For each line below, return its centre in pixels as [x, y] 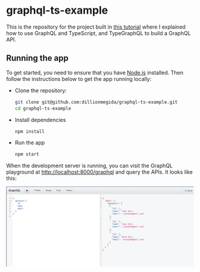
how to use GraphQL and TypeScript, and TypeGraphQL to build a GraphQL [99, 33]
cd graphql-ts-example [43, 108]
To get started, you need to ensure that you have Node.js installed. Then [95, 73]
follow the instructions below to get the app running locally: [79, 79]
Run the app [30, 143]
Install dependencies [40, 120]
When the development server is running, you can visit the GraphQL [90, 166]
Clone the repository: [41, 90]
